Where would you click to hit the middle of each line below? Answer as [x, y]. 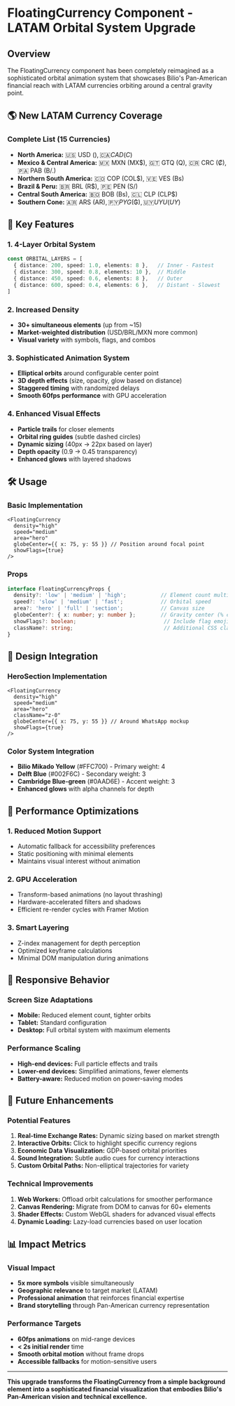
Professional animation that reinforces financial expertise [101, 1298]
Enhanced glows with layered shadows [74, 459]
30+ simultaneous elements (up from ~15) [79, 325]
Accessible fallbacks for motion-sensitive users [87, 1361]
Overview [29, 54]
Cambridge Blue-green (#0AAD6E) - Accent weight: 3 [96, 782]
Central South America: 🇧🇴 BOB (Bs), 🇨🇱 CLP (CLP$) [98, 194]
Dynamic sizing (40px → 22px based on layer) [85, 444]
